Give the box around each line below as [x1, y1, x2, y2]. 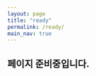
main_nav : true [7, 30, 52, 37]
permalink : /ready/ [7, 23, 65, 30]
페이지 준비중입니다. [7, 58, 90, 70]
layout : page [7, 10, 46, 18]
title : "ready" [7, 17, 52, 24]
